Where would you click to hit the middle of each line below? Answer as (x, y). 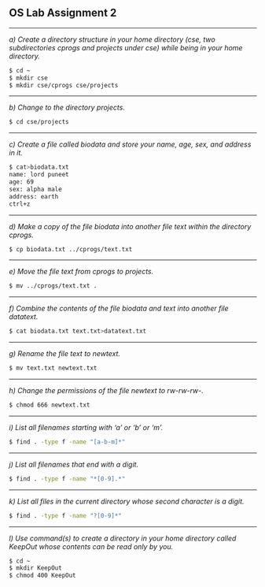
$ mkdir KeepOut (35, 568)
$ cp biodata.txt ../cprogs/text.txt (71, 249)
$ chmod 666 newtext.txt (50, 405)
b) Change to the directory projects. (67, 108)
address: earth (34, 196)
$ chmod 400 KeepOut (43, 576)
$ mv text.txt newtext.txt (53, 368)
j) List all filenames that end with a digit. (74, 464)
